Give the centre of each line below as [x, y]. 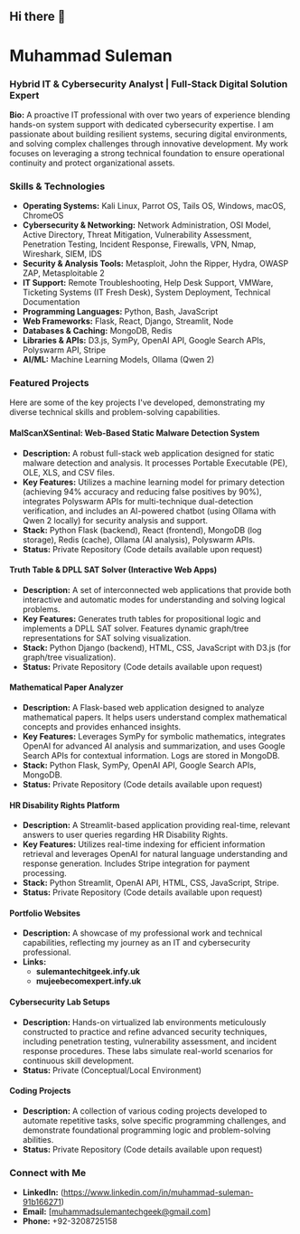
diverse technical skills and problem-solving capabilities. [115, 412]
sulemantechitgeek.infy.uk [88, 972]
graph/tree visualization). [69, 657]
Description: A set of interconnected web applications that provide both [157, 589]
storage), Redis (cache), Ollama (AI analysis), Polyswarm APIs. [139, 540]
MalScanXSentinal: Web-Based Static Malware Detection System [135, 433]
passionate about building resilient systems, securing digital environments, [148, 134]
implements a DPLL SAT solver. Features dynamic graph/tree [136, 628]
